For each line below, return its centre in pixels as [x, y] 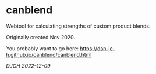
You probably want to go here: [42, 48]
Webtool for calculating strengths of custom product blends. [78, 26]
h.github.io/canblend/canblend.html [49, 54]
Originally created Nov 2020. [41, 37]
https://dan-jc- [97, 48]
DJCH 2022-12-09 [28, 66]
